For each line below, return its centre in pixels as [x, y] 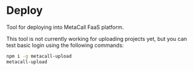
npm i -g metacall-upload [39, 56]
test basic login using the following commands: [65, 45]
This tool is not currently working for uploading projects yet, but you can [96, 39]
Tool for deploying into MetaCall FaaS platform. [65, 27]
